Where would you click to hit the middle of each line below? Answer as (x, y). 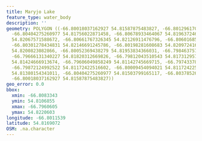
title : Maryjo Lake (31, 12)
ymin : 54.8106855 (33, 101)
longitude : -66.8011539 (36, 118)
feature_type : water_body (38, 17)
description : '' (26, 23)
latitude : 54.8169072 (33, 124)
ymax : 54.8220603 (33, 112)
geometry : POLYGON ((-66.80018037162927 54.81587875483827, (83, 28)
